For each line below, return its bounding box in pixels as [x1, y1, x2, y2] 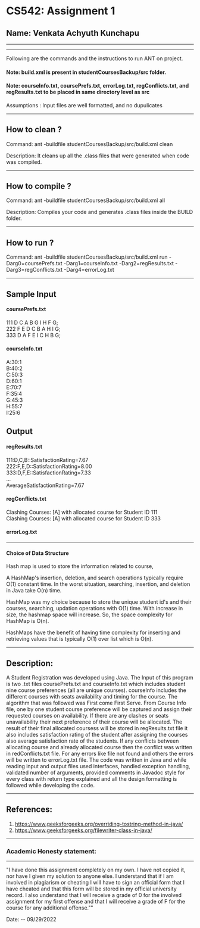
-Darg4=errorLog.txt [64, 266, 114, 274]
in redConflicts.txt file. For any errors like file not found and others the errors [6, 750, 194, 758]
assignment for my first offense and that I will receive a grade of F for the [6, 898, 186, 905]
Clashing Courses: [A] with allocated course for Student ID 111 [6, 508, 158, 516]
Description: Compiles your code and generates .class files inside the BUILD [6, 209, 193, 216]
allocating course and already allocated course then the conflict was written [6, 744, 193, 751]
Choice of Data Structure [6, 550, 70, 557]
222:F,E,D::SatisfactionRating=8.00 [6, 463, 92, 470]
